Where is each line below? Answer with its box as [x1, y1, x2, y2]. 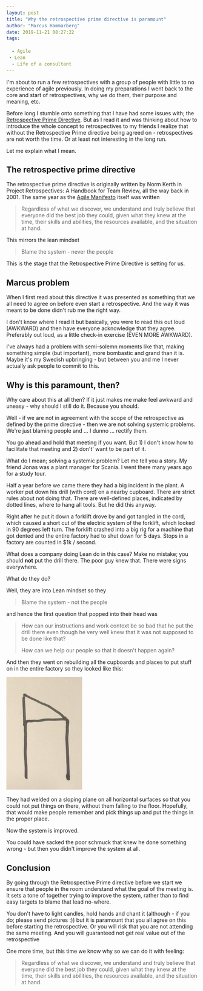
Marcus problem [6, 277, 70, 288]
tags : [6, 35, 20, 42]
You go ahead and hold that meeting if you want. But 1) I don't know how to [6, 439, 194, 446]
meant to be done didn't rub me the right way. [6, 306, 121, 314]
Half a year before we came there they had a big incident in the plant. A [6, 482, 185, 489]
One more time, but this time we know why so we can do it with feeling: [6, 947, 185, 955]
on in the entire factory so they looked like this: [6, 665, 124, 672]
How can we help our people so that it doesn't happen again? [21, 647, 175, 654]
